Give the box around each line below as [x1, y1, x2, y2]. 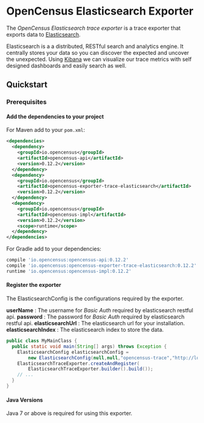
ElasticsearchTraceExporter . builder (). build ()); [28, 366, 154, 372]
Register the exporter [6, 281, 62, 289]
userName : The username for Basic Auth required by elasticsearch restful [6, 307, 193, 314]
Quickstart [6, 80, 48, 90]
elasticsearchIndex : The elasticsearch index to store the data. [6, 326, 164, 334]
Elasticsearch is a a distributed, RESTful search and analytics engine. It [6, 43, 184, 50]
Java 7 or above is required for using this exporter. [6, 410, 132, 417]
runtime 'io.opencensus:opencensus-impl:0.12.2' [6, 268, 132, 274]
